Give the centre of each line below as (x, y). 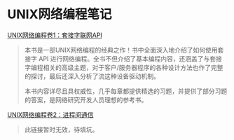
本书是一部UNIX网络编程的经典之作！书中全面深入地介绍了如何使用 (121, 50)
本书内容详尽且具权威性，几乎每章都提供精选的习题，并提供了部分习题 (126, 91)
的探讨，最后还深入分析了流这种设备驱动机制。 (92, 76)
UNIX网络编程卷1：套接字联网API (55, 35)
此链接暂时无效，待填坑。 (61, 129)
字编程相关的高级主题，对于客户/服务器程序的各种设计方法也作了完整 (124, 67)
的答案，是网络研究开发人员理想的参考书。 (86, 99)
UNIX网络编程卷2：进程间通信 (50, 114)
